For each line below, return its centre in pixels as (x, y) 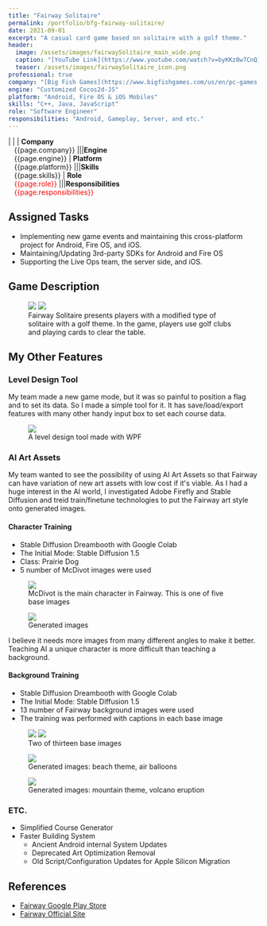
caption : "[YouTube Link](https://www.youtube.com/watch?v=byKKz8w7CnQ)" (140, 60)
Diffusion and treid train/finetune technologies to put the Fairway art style (128, 500)
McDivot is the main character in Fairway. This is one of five (126, 593)
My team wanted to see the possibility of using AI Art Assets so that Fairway (133, 475)
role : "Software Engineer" (53, 112)
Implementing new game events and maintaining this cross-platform (131, 236)
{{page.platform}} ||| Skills (56, 167)
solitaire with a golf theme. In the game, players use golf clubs (130, 323)
